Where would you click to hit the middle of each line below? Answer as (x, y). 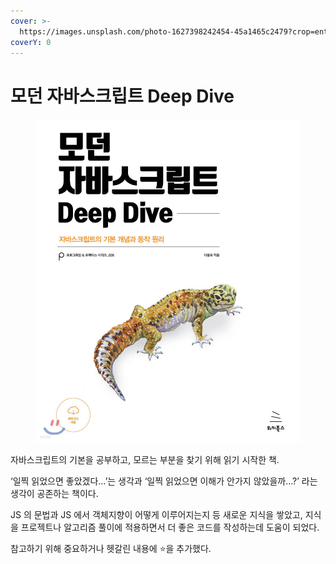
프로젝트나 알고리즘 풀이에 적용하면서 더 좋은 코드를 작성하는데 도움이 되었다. (170, 527)
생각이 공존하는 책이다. (54, 494)
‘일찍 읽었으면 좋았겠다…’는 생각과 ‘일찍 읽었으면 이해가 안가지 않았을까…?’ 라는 (164, 481)
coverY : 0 (31, 42)
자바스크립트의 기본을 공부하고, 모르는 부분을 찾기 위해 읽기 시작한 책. (145, 460)
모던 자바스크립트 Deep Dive (122, 96)
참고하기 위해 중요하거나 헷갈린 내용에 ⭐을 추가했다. (111, 549)
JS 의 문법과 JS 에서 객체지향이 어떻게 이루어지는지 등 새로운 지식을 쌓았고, (156, 515)
